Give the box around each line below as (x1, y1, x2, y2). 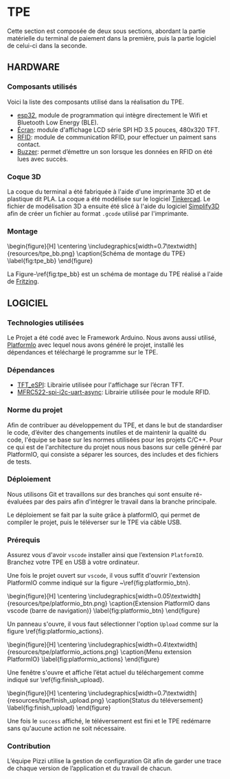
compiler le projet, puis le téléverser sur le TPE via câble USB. (7, 518, 182, 526)
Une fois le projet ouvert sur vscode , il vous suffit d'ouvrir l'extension (7, 572, 200, 580)
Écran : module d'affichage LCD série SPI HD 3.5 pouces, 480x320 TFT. (16, 125, 220, 134)
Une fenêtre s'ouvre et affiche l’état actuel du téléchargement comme (7, 668, 204, 677)
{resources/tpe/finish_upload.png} (7, 697, 105, 705)
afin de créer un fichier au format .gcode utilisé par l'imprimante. (7, 209, 189, 217)
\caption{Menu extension (119, 648, 192, 656)
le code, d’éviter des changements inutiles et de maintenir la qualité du (7, 428, 207, 436)
